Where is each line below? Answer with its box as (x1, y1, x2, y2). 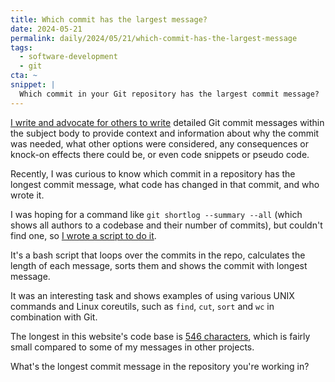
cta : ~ (10, 71, 38, 81)
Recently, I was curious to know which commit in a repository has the (10, 167, 296, 180)
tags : (10, 42, 33, 53)
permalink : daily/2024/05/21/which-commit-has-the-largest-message (10, 33, 298, 43)
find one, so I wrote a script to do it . (10, 229, 157, 241)
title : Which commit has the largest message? (10, 14, 208, 25)
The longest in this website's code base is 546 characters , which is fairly (10, 330, 311, 342)
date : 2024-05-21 (10, 24, 83, 34)
